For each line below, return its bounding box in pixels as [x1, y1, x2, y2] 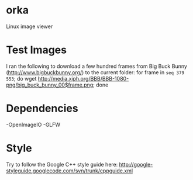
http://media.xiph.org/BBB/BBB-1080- [37, 75, 129, 82]
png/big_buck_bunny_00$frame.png [6, 81, 94, 88]
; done [92, 81, 109, 88]
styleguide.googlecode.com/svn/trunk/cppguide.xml [6, 167, 133, 174]
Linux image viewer [6, 23, 53, 30]
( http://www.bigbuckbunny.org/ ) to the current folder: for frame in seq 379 [6, 68, 185, 76]
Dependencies [6, 102, 78, 115]
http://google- [119, 161, 153, 168]
